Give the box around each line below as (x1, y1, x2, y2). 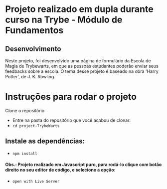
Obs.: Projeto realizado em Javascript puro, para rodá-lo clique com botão (5, 162, 162, 168)
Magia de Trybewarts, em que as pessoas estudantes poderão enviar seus (5, 63, 159, 69)
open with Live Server (12, 179, 60, 184)
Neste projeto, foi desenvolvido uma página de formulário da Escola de (5, 58, 151, 63)
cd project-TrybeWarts (12, 123, 60, 128)
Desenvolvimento (5, 44, 61, 53)
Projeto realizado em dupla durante (5, 3, 154, 15)
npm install (12, 151, 37, 156)
